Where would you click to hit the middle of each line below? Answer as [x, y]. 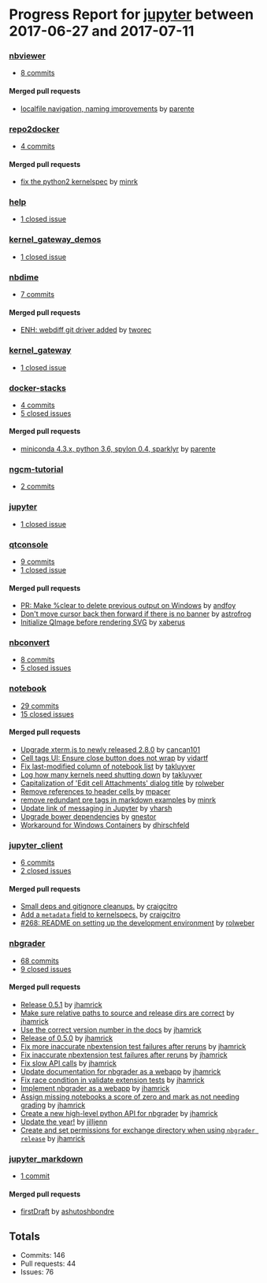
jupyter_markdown [46, 1159]
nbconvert [30, 643]
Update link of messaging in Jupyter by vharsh [96, 808]
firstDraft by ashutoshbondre [67, 1211]
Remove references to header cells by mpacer [95, 791]
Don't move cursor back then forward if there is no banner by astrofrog [135, 614]
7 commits [37, 295]
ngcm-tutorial [36, 469]
